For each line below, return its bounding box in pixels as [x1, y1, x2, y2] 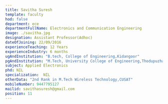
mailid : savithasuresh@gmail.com [5, 86, 75, 91]
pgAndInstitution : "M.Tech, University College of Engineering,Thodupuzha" [5, 58, 166, 63]
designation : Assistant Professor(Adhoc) [5, 35, 93, 40]
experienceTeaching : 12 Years [5, 44, 68, 49]
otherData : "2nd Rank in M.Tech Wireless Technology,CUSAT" [5, 77, 133, 82]
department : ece [5, 21, 39, 26]
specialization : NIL [5, 72, 50, 77]
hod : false [5, 16, 28, 21]
